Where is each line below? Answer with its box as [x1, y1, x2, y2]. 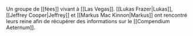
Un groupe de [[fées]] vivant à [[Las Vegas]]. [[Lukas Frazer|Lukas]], [6, 6, 173, 12]
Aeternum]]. [6, 24, 35, 31]
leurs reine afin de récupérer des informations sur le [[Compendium [6, 18, 170, 24]
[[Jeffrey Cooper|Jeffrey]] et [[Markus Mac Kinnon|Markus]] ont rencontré [6, 12, 187, 19]
